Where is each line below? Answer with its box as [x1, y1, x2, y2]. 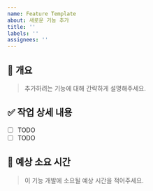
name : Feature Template [7, 10, 77, 18]
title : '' [7, 23, 36, 30]
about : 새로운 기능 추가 [7, 17, 70, 24]
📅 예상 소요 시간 [7, 156, 71, 169]
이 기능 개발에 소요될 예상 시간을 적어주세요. [24, 176, 145, 185]
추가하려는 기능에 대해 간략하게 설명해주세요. [24, 84, 147, 92]
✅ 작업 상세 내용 [7, 107, 73, 119]
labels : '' [7, 29, 39, 37]
